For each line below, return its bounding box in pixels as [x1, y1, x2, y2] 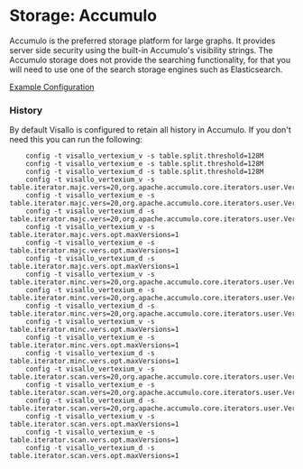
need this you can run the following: [9, 134, 142, 145]
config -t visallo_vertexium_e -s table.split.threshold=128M [25, 160, 264, 169]
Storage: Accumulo [9, 5, 158, 26]
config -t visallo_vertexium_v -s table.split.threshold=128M [25, 152, 264, 161]
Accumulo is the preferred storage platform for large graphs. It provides [9, 35, 276, 46]
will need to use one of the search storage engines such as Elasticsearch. [9, 64, 283, 75]
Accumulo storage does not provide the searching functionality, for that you [9, 54, 291, 65]
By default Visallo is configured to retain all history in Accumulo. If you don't [9, 124, 291, 135]
